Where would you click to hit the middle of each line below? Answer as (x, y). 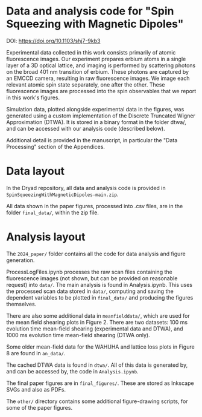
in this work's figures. (33, 97)
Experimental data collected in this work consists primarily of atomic (91, 52)
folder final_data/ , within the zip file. (53, 212)
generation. (21, 260)
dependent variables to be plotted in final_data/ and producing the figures (100, 297)
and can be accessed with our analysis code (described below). (86, 128)
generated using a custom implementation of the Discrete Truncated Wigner (101, 116)
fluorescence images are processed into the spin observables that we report (101, 91)
